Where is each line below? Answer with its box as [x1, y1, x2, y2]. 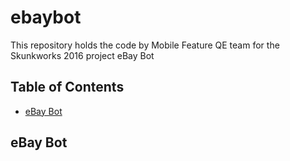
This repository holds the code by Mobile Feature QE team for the [10, 39, 280, 51]
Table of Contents [10, 79, 125, 96]
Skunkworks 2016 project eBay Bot [10, 49, 155, 61]
